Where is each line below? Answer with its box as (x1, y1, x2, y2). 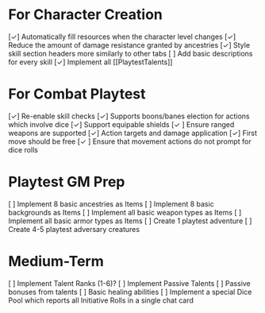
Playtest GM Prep (8, 173, 125, 191)
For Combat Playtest (8, 85, 146, 103)
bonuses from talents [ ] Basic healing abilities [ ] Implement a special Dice (8, 287, 252, 296)
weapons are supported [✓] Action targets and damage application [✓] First (8, 128, 258, 137)
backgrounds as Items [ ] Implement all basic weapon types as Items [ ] (8, 207, 242, 217)
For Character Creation (8, 6, 163, 24)
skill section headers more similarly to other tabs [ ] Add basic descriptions (8, 48, 253, 58)
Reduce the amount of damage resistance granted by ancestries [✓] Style (8, 40, 251, 49)
